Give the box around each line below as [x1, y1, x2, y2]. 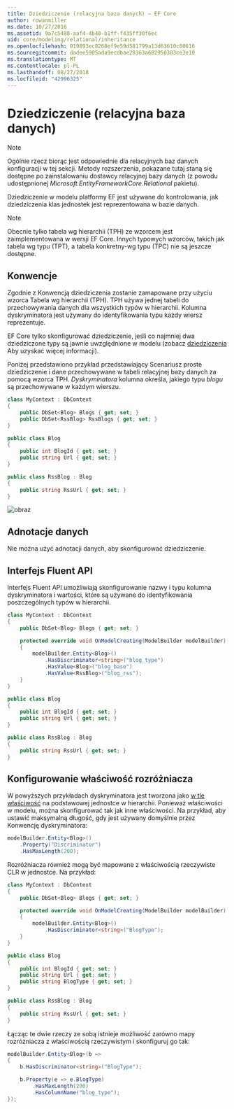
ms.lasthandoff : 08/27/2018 [7, 69, 89, 76]
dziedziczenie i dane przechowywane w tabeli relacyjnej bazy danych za [7, 368, 217, 376]
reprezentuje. [7, 318, 46, 327]
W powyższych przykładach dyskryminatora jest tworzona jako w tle [7, 791, 205, 800]
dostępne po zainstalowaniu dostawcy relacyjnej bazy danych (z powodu [7, 172, 218, 181]
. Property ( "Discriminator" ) [20, 841, 101, 849]
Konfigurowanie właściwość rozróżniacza [7, 772, 193, 784]
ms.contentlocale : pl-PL [7, 62, 80, 69]
